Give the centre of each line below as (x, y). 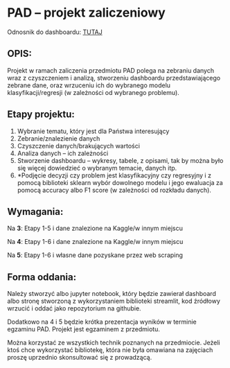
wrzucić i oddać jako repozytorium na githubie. (74, 308)
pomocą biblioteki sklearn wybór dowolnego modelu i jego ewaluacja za (120, 182)
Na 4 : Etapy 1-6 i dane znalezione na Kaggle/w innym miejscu (95, 242)
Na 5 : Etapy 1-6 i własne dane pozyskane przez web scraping (95, 255)
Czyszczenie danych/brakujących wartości (79, 146)
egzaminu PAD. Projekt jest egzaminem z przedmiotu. (84, 329)
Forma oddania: (42, 277)
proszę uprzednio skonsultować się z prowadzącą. (80, 358)
